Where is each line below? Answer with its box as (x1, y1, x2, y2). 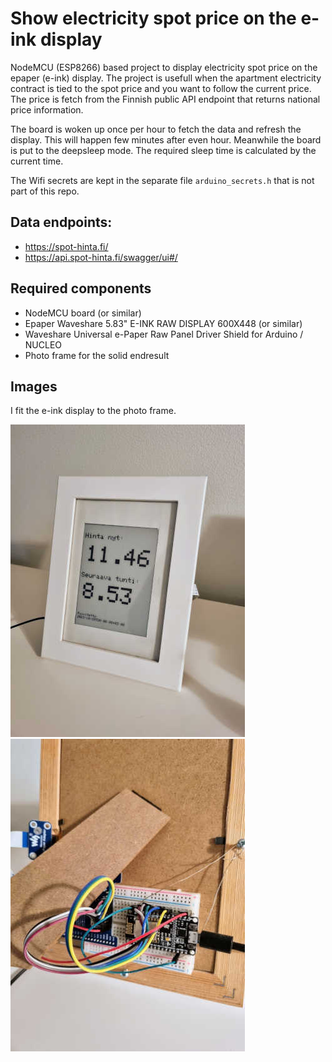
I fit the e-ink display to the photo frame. (10, 405, 177, 417)
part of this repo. (10, 185, 80, 197)
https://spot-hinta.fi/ (24, 240, 109, 252)
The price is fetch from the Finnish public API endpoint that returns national (10, 93, 321, 105)
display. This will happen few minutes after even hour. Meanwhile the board (10, 133, 322, 146)
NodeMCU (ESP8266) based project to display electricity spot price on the (10, 61, 318, 73)
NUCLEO (24, 338, 63, 351)
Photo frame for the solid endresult (24, 349, 170, 361)
